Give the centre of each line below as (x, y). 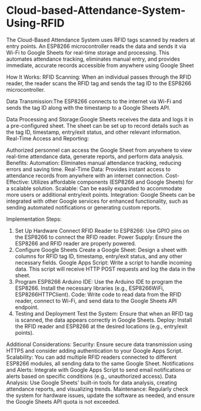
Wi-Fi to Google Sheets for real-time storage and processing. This (88, 52)
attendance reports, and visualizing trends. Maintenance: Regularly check (97, 389)
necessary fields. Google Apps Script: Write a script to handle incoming (103, 262)
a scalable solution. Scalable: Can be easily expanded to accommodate (94, 188)
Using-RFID (35, 23)
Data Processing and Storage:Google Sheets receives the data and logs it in (100, 119)
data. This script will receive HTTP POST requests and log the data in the (105, 269)
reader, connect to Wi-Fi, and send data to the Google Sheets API (96, 301)
